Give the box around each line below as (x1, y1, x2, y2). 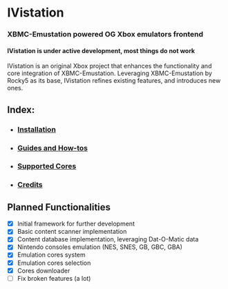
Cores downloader (17, 266, 70, 275)
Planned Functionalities (7, 201, 111, 213)
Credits (17, 180, 43, 190)
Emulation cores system (17, 250, 86, 259)
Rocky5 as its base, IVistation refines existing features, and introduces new (7, 77, 221, 85)
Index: (7, 103, 35, 115)
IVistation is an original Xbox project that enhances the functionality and (7, 62, 212, 70)
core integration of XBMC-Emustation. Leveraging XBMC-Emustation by (7, 69, 213, 77)
